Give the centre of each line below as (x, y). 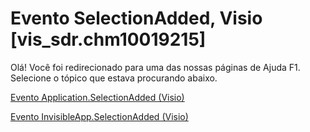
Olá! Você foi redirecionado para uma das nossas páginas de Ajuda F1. (155, 67)
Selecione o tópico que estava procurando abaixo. (114, 78)
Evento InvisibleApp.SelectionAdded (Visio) (99, 116)
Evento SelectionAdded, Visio (136, 18)
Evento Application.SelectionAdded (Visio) (97, 97)
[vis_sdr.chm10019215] (108, 39)
